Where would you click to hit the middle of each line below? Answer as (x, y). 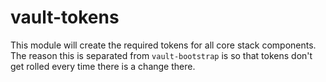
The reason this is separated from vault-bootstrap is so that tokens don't (161, 55)
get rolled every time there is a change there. (103, 66)
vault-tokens (65, 17)
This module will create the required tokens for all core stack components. (163, 45)
